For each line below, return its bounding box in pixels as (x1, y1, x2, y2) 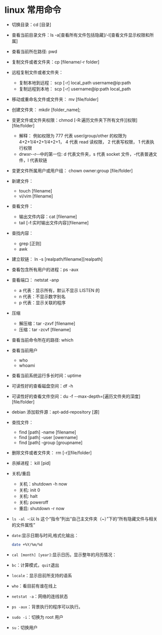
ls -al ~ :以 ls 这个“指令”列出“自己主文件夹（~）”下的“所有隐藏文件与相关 (11, 515, 158, 522)
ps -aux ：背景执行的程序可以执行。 (11, 604, 83, 610)
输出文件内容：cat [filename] (19, 214, 77, 220)
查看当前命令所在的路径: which (11, 337, 74, 343)
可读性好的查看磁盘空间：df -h (11, 383, 74, 389)
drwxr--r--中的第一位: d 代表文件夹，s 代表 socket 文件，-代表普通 (19, 151, 153, 157)
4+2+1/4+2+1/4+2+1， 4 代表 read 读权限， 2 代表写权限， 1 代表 (19, 139, 150, 145)
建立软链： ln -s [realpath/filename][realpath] (11, 256, 103, 262)
